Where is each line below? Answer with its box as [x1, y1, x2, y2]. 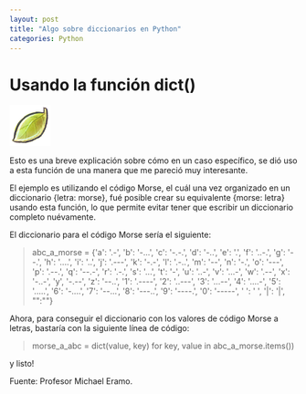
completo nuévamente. [9, 212, 96, 223]
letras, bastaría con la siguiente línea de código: [9, 323, 190, 334]
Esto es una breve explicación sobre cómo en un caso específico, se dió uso [9, 155, 298, 166]
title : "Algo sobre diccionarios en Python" [9, 24, 182, 34]
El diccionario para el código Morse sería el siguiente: [9, 229, 212, 241]
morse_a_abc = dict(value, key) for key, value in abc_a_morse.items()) [31, 340, 295, 351]
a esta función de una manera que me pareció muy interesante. [9, 165, 248, 176]
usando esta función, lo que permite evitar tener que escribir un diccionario [9, 202, 294, 213]
